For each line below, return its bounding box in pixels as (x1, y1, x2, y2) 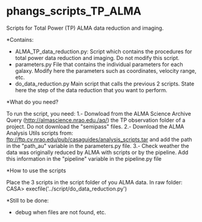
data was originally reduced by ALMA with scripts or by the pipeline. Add (6, 149, 189, 156)
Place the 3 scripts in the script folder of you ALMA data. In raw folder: (6, 178, 183, 186)
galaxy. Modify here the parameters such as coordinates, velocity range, (15, 67, 197, 74)
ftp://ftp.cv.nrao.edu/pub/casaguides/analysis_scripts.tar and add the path (6, 135, 192, 143)
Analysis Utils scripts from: (6, 129, 73, 136)
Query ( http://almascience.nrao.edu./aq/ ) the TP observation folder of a (6, 116, 186, 124)
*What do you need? (6, 98, 59, 106)
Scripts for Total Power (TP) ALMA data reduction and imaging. (6, 24, 164, 32)
